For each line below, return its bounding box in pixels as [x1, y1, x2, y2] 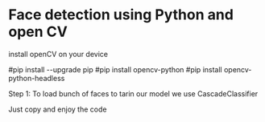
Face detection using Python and [8, 6, 234, 24]
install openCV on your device [8, 49, 109, 59]
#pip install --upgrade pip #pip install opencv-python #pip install [8, 64, 223, 74]
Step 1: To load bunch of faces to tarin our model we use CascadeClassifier [8, 88, 259, 98]
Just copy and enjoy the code [8, 104, 107, 114]
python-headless [8, 73, 65, 83]
